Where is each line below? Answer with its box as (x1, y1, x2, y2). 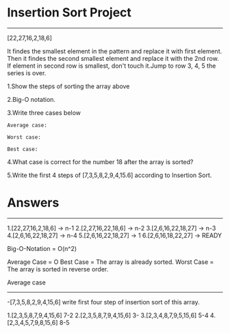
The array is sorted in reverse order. (7, 265, 109, 273)
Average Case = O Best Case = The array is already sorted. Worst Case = (7, 258, 214, 266)
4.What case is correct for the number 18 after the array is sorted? (7, 157, 194, 165)
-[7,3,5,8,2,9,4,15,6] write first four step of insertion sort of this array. (7, 297, 200, 306)
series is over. (7, 68, 47, 77)
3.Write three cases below (7, 108, 81, 117)
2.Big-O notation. (7, 95, 56, 103)
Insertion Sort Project (7, 5, 132, 21)
